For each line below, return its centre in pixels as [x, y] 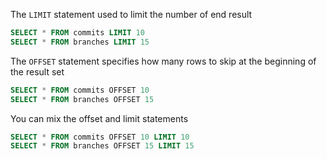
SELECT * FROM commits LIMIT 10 [77, 33]
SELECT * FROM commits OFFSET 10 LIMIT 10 [100, 137]
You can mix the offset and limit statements [99, 118]
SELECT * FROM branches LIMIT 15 [80, 42]
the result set [37, 71]
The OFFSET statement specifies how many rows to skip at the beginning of [163, 61]
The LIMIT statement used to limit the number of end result [131, 14]
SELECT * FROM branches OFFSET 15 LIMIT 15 [102, 146]
